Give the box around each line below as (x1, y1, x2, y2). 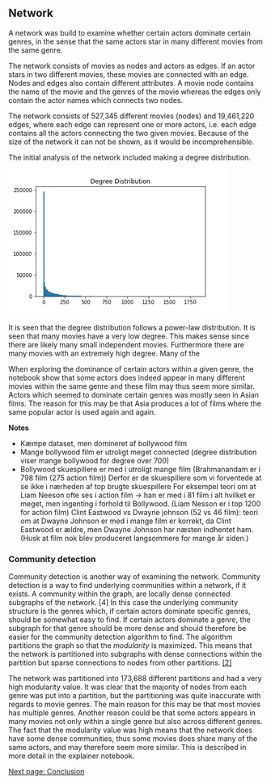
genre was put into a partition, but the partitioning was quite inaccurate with (8, 691, 261, 701)
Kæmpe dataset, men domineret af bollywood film (19, 438, 188, 448)
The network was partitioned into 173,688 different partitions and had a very (8, 674, 262, 684)
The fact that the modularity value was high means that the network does (8, 725, 253, 735)
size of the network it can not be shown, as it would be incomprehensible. (8, 137, 255, 147)
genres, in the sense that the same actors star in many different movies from (8, 36, 263, 46)
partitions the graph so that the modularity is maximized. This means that (8, 641, 252, 650)
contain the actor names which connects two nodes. (8, 95, 184, 104)
